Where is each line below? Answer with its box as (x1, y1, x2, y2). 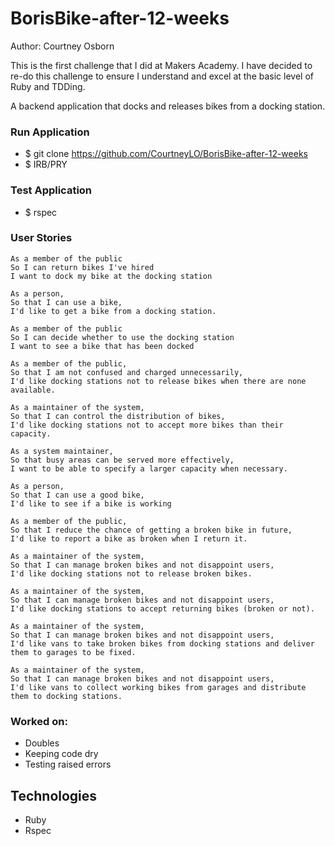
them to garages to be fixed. (10, 647, 137, 657)
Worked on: (10, 714, 68, 728)
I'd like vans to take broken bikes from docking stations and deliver (10, 638, 315, 649)
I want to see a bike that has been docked (10, 341, 195, 351)
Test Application (10, 183, 93, 197)
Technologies (10, 787, 98, 804)
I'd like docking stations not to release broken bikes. (10, 568, 253, 579)
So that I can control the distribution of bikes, (10, 411, 226, 421)
